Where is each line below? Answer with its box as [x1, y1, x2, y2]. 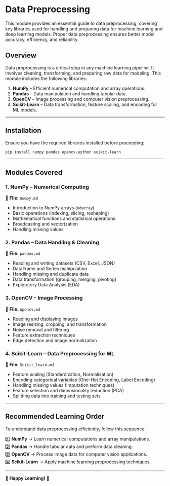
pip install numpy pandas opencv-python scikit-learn [5, 149, 121, 155]
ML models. [12, 106, 37, 113]
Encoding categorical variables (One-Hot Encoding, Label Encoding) [12, 377, 155, 383]
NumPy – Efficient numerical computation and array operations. [12, 85, 146, 91]
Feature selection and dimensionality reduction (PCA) [12, 388, 124, 394]
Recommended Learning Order [5, 412, 105, 421]
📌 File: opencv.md [5, 306, 40, 312]
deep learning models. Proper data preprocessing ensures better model [5, 31, 155, 37]
